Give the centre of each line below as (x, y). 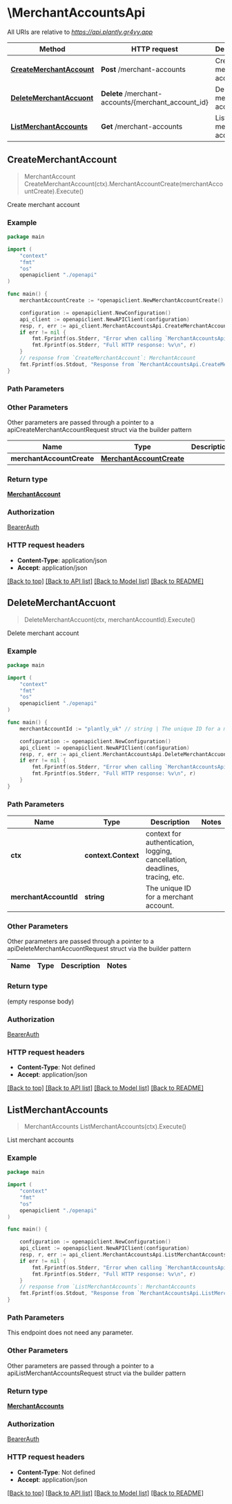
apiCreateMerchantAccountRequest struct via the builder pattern (99, 429)
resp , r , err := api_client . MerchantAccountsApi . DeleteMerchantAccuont (125, 754)
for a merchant (170, 897)
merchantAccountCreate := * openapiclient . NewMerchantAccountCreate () (122, 301)
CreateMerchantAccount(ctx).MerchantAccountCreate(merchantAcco (123, 183)
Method (52, 48)
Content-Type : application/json (62, 560)
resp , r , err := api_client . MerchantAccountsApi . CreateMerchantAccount (125, 326)
